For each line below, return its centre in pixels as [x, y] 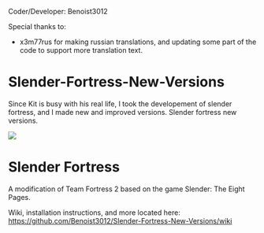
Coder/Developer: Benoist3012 [58, 11]
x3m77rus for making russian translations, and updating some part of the [138, 42]
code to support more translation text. [81, 50]
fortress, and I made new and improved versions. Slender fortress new [123, 112]
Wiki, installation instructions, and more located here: [95, 213]
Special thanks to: [37, 26]
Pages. [19, 197]
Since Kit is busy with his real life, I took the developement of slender [120, 104]
